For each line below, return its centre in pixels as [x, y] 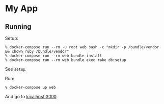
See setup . [16, 69]
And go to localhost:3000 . [31, 96]
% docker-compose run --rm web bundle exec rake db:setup [66, 60]
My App [22, 9]
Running [18, 27]
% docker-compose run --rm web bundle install [54, 56]
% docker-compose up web [30, 87]
